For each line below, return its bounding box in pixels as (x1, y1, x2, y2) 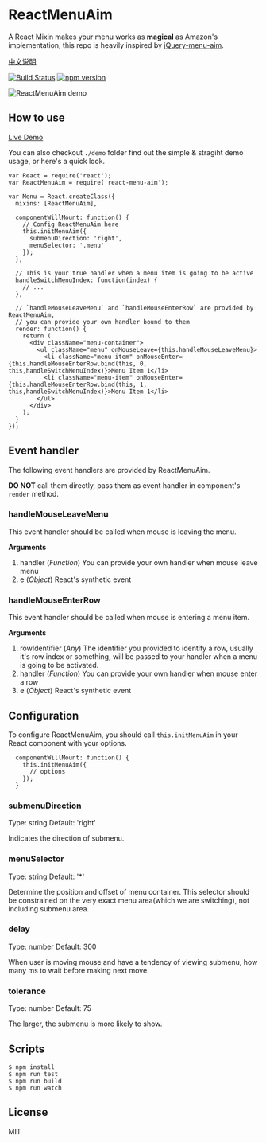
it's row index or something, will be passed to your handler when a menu (19, 652, 258, 661)
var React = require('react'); (8, 171, 112, 180)
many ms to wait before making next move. (8, 966, 149, 975)
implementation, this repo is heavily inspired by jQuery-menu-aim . (8, 40, 224, 49)
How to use (8, 111, 65, 125)
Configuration (8, 708, 79, 722)
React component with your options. (8, 738, 127, 747)
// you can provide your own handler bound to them (15, 318, 191, 326)
